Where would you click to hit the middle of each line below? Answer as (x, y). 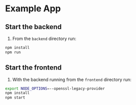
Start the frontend (33, 68)
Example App (33, 9)
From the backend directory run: (44, 38)
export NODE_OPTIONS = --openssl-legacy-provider (55, 88)
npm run (13, 52)
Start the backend (33, 27)
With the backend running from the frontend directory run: (72, 79)
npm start (15, 98)
